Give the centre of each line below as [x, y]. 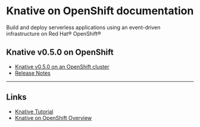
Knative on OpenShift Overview [53, 118]
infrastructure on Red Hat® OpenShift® [54, 33]
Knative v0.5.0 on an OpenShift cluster [62, 66]
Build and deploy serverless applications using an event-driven [83, 27]
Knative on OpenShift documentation [100, 11]
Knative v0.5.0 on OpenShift [60, 53]
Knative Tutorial [34, 112]
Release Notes [32, 73]
